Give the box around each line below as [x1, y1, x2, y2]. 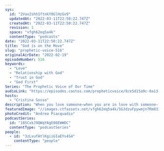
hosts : [5, 93, 19, 98]
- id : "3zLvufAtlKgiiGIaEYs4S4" [9, 134, 76, 139]
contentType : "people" [14, 138, 60, 144]
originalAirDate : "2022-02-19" [5, 52, 69, 57]
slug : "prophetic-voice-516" [5, 48, 64, 53]
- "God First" [9, 79, 38, 84]
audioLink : [5, 89, 27, 94]
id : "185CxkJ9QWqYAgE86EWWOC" [9, 120, 71, 125]
